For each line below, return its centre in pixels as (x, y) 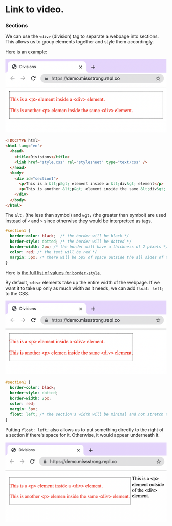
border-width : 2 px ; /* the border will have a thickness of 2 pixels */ (89, 247)
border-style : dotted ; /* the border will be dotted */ (71, 242)
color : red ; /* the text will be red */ (53, 252)
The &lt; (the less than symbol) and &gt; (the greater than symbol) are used (86, 215)
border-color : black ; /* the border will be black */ (70, 236)
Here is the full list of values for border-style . (53, 273)
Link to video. (35, 9)
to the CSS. (17, 293)
